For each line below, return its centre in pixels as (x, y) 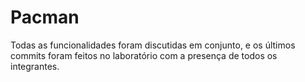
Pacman (45, 17)
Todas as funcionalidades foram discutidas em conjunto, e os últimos (153, 45)
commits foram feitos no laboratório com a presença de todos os (144, 55)
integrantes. (35, 66)
